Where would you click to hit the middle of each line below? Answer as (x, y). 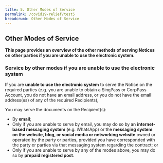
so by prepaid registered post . (43, 155)
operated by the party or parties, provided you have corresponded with (83, 140)
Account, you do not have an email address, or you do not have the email (78, 95)
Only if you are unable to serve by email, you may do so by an (74, 124)
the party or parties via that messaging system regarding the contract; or (85, 145)
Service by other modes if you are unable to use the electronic (80, 68)
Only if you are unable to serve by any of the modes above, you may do (84, 150)
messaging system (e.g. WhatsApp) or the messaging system (89, 129)
